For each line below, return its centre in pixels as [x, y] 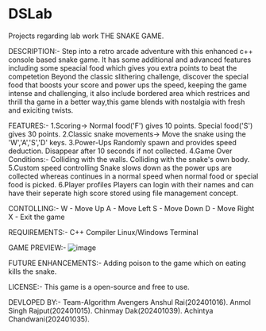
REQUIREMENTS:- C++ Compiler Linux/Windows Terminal [103, 232]
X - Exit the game [37, 217]
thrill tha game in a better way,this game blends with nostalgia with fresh [127, 102]
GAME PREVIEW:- [37, 248]
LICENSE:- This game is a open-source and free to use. [99, 287]
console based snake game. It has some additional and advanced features [130, 60]
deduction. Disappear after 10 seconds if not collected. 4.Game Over [120, 151]
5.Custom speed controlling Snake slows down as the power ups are [120, 167]
